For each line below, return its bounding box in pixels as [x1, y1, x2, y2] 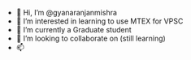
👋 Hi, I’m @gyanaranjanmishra [15, 8, 118, 17]
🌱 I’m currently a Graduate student [15, 25, 132, 34]
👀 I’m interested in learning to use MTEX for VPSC [15, 16, 184, 26]
